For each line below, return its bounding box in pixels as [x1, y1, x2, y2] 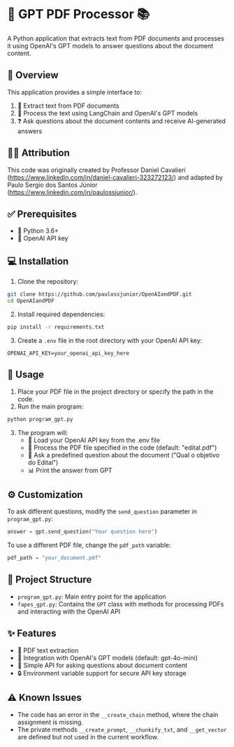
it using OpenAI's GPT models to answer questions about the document [7, 41, 214, 50]
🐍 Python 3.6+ [17, 227, 59, 235]
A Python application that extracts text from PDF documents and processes [7, 34, 225, 43]
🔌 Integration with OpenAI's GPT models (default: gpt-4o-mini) [17, 653, 198, 662]
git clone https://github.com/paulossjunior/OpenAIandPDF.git [7, 291, 192, 298]
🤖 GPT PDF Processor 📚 [7, 6, 150, 22]
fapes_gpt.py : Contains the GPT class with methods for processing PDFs [17, 599, 224, 608]
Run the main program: [17, 402, 84, 411]
